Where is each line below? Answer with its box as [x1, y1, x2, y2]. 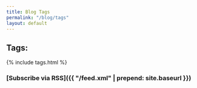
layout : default [6, 20, 47, 26]
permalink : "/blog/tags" [6, 15, 69, 21]
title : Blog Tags [6, 8, 50, 15]
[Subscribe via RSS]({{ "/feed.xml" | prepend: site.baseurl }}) [6, 74, 192, 83]
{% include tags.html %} [6, 59, 68, 66]
